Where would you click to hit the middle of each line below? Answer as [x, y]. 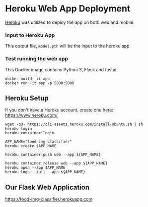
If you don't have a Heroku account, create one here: [59, 110]
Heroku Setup [27, 98]
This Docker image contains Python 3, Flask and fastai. [61, 69]
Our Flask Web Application [47, 187]
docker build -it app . [30, 79]
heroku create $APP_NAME [31, 146]
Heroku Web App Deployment [68, 9]
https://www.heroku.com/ [32, 115]
